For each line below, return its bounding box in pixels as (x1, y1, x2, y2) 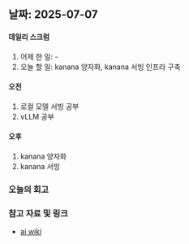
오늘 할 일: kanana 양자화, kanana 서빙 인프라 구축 (19, 62, 181, 72)
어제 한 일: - (19, 51, 58, 61)
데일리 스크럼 (8, 32, 50, 41)
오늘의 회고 (8, 184, 49, 195)
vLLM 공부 (19, 111, 54, 121)
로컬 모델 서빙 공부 (19, 101, 79, 111)
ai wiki (19, 227, 42, 237)
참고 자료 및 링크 (8, 207, 68, 219)
